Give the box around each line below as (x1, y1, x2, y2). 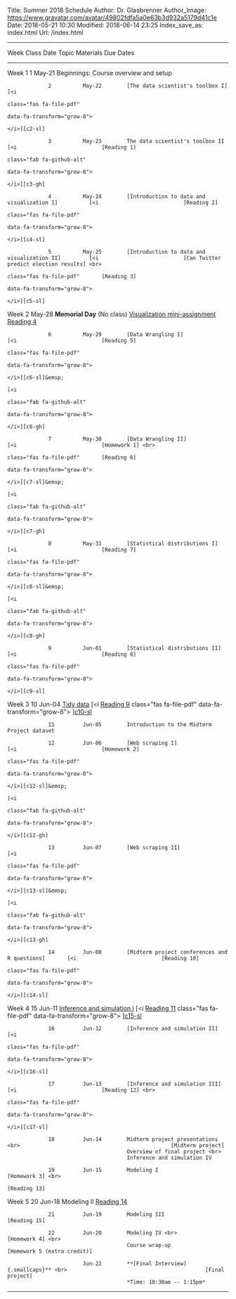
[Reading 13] (7, 1185, 46, 1192)
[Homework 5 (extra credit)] (7, 1248, 93, 1255)
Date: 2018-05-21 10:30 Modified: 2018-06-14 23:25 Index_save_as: (7, 21, 204, 29)
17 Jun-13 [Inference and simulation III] (48, 1080, 221, 1087)
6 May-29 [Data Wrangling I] (48, 331, 184, 338)
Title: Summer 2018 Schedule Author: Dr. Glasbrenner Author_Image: (7, 6, 206, 14)
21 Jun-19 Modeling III (48, 1211, 165, 1218)
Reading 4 (7, 318, 37, 325)
